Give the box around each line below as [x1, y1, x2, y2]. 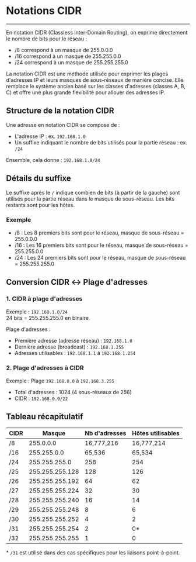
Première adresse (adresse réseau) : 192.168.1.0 [14, 337, 132, 344]
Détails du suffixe [6, 174, 71, 184]
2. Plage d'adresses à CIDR [6, 364, 85, 372]
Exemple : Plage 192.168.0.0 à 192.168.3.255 [6, 377, 115, 384]
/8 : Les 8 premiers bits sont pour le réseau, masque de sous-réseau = [14, 229, 185, 236]
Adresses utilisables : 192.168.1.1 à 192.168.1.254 [14, 349, 136, 356]
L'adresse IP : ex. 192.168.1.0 [14, 133, 86, 140]
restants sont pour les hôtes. [6, 201, 75, 208]
